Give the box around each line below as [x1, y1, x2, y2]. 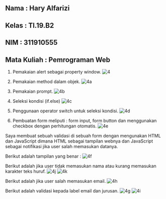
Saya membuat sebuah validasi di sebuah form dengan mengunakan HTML [5, 132, 161, 139]
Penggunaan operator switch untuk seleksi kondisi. [12, 108, 119, 114]
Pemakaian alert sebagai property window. [12, 69, 102, 75]
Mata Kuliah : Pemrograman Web [5, 55, 111, 64]
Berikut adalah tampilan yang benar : [5, 153, 81, 159]
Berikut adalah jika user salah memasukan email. [5, 178, 106, 184]
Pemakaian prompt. [12, 88, 53, 94]
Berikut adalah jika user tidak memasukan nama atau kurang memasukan [5, 163, 157, 169]
